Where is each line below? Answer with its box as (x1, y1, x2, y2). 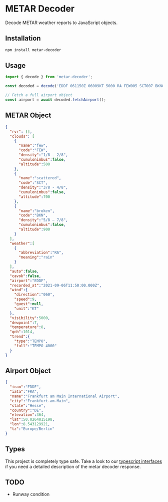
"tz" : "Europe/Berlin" (9, 426, 55, 431)
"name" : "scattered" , (18, 176, 61, 181)
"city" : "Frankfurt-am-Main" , (9, 398, 70, 403)
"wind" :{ (9, 288, 28, 293)
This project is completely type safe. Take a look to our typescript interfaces (5, 458, 162, 464)
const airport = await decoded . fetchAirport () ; (5, 97, 106, 103)
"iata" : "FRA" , (9, 389, 39, 394)
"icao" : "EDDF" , (9, 384, 41, 390)
